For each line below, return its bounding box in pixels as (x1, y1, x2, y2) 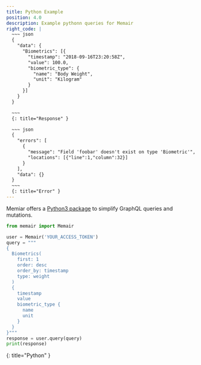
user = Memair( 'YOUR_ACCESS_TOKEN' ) (6, 234, 98, 240)
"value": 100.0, (28, 59, 69, 65)
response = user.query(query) (6, 335, 83, 341)
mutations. (6, 211, 33, 219)
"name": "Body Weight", (33, 71, 94, 77)
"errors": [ (17, 137, 47, 144)
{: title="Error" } (11, 188, 61, 194)
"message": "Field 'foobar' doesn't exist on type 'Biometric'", (28, 149, 196, 155)
